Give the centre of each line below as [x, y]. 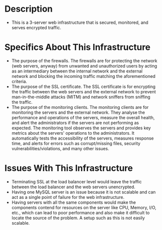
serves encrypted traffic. [36, 27]
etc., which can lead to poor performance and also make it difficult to [81, 212]
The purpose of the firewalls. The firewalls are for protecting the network [84, 61]
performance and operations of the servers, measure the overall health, [83, 117]
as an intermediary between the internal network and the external [77, 71]
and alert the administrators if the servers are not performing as [75, 123]
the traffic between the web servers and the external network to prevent [84, 91]
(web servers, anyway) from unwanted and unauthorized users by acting [84, 66]
